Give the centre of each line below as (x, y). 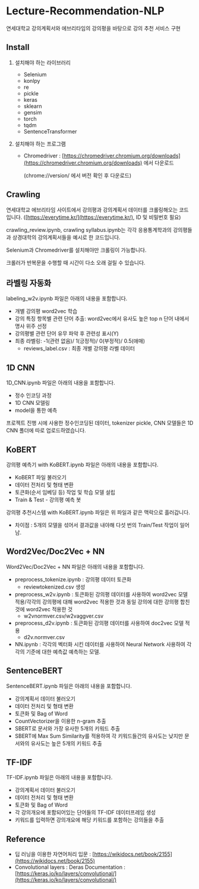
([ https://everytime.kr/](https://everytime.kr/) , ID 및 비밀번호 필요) (102, 217)
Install (18, 47)
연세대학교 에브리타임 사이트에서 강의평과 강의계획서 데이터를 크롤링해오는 (92, 209)
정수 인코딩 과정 (33, 395)
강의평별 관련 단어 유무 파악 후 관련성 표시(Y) (67, 334)
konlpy (32, 80)
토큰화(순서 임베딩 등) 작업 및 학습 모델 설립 (65, 492)
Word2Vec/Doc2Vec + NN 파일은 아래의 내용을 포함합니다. (75, 566)
